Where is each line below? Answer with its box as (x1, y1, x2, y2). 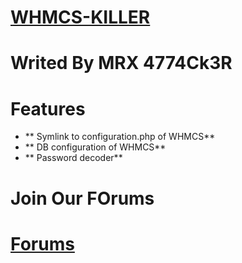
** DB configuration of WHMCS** (24, 141, 167, 153)
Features (10, 97, 86, 120)
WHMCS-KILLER (10, 6, 151, 29)
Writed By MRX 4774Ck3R (10, 52, 233, 75)
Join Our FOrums (10, 187, 155, 210)
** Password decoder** (24, 152, 123, 164)
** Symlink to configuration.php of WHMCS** (24, 131, 216, 143)
